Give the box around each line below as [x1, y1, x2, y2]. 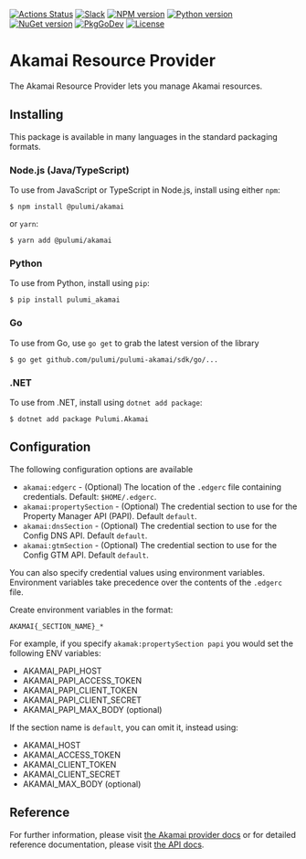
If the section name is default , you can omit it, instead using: [9, 722, 239, 733]
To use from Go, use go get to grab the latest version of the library [9, 337, 259, 348]
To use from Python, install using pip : [9, 278, 151, 289]
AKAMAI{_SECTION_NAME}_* [9, 621, 104, 631]
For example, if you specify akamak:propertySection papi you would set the [9, 638, 294, 649]
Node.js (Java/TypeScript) [9, 164, 130, 176]
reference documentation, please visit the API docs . [9, 839, 205, 850]
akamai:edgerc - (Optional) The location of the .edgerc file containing [22, 481, 281, 493]
